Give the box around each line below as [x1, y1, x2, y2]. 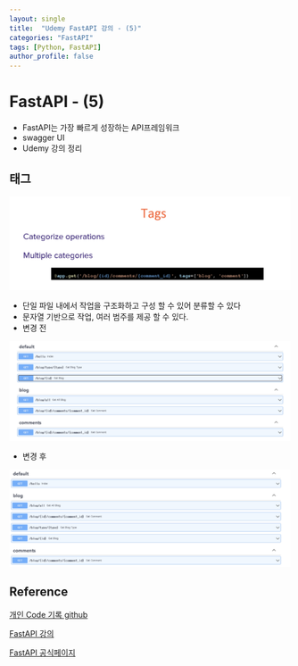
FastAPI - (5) [9, 92, 104, 112]
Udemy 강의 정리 [21, 143, 83, 154]
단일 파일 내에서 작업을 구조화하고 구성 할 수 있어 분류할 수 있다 [21, 300, 241, 311]
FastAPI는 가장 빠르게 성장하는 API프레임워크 [21, 122, 180, 133]
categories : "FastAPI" [9, 33, 94, 42]
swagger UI [21, 132, 65, 143]
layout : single [9, 14, 66, 23]
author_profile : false [9, 52, 94, 62]
